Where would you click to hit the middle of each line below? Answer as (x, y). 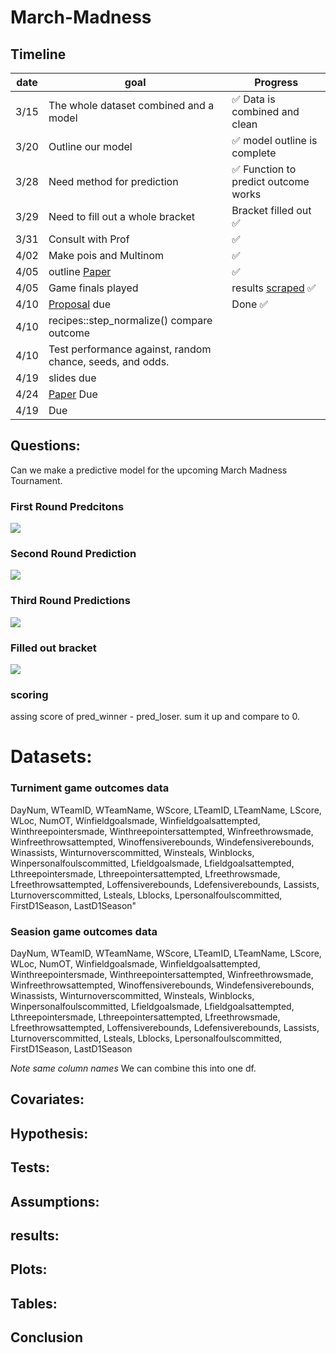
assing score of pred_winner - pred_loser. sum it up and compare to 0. (155, 717)
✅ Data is (253, 99)
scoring (29, 694)
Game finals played (93, 288)
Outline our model (90, 146)
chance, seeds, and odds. (109, 361)
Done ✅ (250, 304)
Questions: (45, 446)
